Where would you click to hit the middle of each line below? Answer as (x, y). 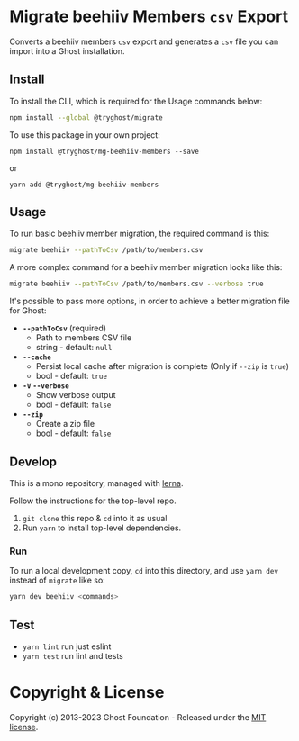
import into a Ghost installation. (67, 50)
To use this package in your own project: (85, 135)
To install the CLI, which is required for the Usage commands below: (136, 101)
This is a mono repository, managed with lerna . (96, 483)
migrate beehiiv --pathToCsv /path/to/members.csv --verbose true (136, 284)
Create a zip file (65, 424)
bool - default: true (72, 376)
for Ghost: (28, 311)
